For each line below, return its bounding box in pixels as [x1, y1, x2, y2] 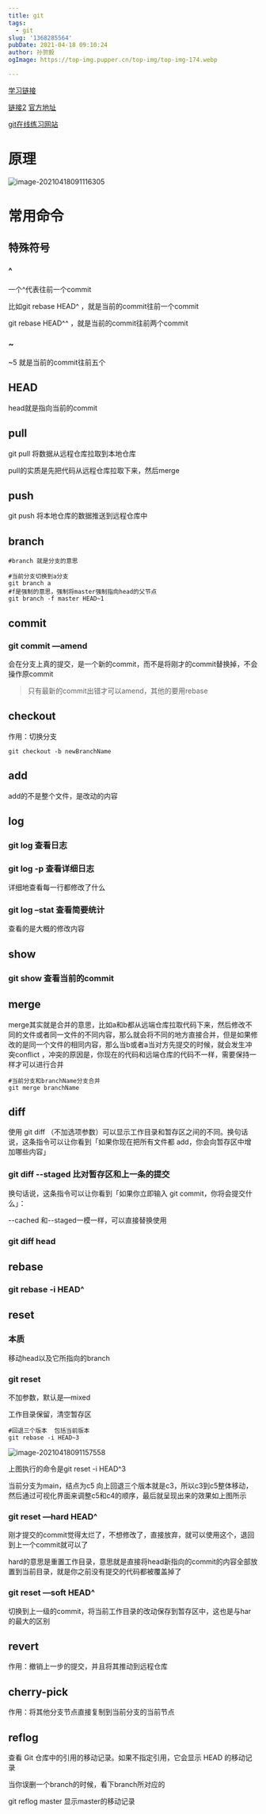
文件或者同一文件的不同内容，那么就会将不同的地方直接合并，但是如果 [21, 1030, 251, 1039]
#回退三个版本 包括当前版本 [8, 1427, 90, 1435]
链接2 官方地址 [8, 102, 57, 112]
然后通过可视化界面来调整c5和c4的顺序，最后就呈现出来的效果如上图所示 [8, 1490, 247, 1500]
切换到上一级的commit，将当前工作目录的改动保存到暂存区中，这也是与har [8, 1606, 252, 1616]
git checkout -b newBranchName [8, 747, 112, 755]
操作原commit [8, 668, 54, 679]
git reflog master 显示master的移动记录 [8, 1796, 135, 1806]
